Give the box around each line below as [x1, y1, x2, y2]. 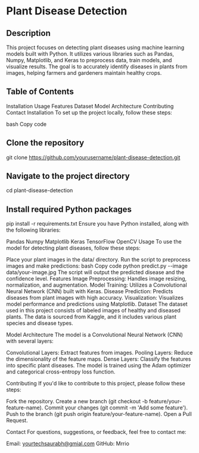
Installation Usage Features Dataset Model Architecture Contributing [6, 102, 174, 110]
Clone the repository [6, 138, 85, 148]
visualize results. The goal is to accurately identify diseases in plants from [6, 63, 188, 70]
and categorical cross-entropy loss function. [6, 368, 116, 375]
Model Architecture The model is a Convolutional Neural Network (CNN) [6, 331, 184, 339]
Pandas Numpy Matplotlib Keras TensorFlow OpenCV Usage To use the [6, 238, 182, 245]
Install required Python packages [6, 204, 132, 214]
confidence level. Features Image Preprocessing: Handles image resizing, [6, 275, 187, 282]
